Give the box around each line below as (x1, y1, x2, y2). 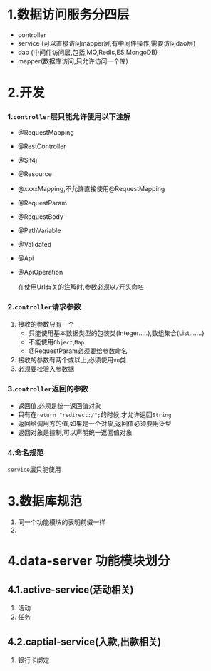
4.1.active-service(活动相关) (7, 583, 134, 595)
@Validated (17, 240, 52, 249)
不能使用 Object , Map (28, 337, 85, 346)
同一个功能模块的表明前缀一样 (17, 518, 105, 526)
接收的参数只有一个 (17, 319, 75, 328)
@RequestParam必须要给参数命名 (28, 347, 128, 355)
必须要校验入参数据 (17, 364, 75, 373)
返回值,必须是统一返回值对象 (17, 401, 101, 410)
